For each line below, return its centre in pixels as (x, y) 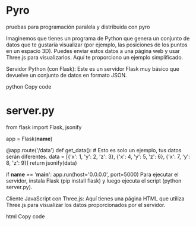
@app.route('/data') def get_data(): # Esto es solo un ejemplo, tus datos (94, 150)
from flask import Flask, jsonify (44, 127)
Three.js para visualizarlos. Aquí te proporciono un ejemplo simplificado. (95, 57)
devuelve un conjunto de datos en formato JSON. (67, 75)
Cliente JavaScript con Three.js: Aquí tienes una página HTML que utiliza (95, 198)
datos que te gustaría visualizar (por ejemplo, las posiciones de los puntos (97, 45)
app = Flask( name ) (29, 139)
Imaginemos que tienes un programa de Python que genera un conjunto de (98, 38)
